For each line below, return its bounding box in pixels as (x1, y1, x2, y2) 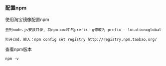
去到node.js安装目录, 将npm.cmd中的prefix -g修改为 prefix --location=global (5, 27, 162, 33)
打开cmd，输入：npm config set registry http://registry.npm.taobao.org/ (5, 37, 157, 42)
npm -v (5, 56, 19, 62)
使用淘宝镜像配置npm (5, 16, 50, 23)
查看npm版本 (5, 46, 32, 53)
